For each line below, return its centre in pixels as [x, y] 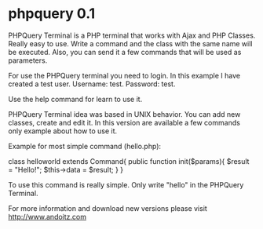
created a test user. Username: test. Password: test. [92, 84]
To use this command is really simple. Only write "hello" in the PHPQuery [126, 184]
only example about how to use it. [63, 131]
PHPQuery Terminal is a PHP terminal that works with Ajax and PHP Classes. [132, 35]
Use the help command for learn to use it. [75, 99]
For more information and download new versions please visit [108, 208]
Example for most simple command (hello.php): [85, 146]
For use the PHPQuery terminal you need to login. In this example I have [124, 75]
